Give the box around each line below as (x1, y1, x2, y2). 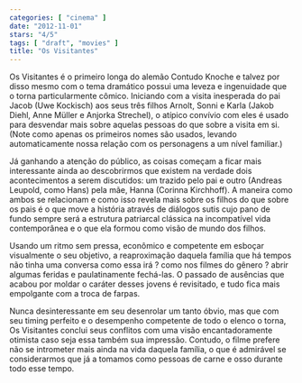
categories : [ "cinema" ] (9, 13, 106, 23)
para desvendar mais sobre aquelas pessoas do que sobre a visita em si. (9, 119, 280, 131)
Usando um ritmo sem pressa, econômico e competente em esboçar (9, 241, 264, 251)
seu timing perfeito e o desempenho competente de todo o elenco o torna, (9, 315, 287, 326)
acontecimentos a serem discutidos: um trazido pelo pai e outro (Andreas (9, 175, 282, 186)
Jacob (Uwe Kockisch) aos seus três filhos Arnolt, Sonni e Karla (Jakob (9, 100, 274, 111)
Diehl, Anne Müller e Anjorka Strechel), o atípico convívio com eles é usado (9, 110, 289, 121)
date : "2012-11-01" (9, 22, 83, 31)
